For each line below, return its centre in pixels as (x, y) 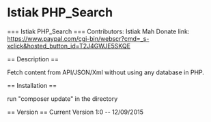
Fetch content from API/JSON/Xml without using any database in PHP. (106, 72)
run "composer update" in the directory (62, 98)
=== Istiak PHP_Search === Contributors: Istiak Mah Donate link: (98, 31)
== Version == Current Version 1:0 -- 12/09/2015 (75, 112)
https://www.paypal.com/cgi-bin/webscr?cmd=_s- (78, 38)
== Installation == (32, 85)
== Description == (33, 59)
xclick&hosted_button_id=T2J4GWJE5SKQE (69, 46)
